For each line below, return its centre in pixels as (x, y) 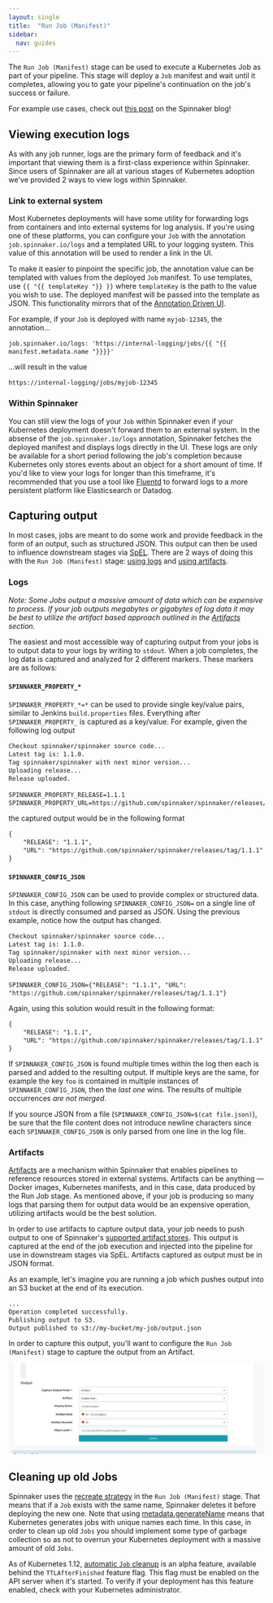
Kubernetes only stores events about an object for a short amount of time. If (135, 464)
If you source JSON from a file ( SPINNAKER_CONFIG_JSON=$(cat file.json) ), (133, 1114)
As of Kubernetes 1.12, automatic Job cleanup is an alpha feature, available (132, 1564)
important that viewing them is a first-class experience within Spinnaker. (129, 163)
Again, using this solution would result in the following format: (112, 1008)
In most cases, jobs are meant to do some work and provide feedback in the (136, 535)
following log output (42, 730)
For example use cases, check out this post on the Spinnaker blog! (120, 109)
